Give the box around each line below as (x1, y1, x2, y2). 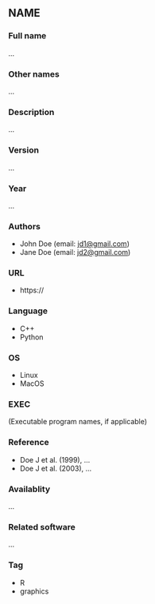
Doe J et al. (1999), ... (19, 455, 91, 464)
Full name (8, 30, 47, 42)
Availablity (8, 483, 50, 495)
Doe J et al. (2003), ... (19, 463, 92, 473)
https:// (19, 285, 45, 295)
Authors (8, 221, 41, 232)
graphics (19, 586, 49, 596)
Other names (8, 68, 60, 79)
